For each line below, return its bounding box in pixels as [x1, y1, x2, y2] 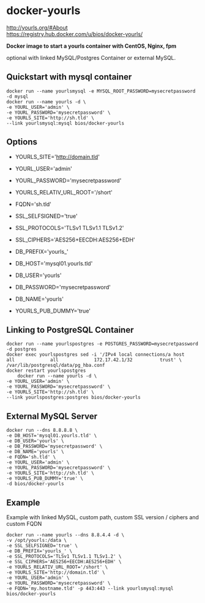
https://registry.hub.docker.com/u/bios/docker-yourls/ [6, 30, 143, 37]
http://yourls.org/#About [6, 24, 69, 31]
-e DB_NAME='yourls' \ [6, 449, 64, 455]
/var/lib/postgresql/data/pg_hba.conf [6, 362, 105, 369]
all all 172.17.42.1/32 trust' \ [6, 357, 182, 363]
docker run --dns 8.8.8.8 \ [6, 427, 78, 434]
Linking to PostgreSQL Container [6, 325, 134, 335]
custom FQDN [6, 520, 42, 527]
